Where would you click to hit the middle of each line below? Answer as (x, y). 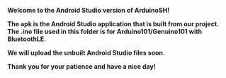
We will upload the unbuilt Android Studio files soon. (86, 53)
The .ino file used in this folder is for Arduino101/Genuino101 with (105, 32)
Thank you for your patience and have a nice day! (81, 66)
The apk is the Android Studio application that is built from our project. (113, 24)
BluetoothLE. (27, 39)
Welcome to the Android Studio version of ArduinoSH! (89, 10)
